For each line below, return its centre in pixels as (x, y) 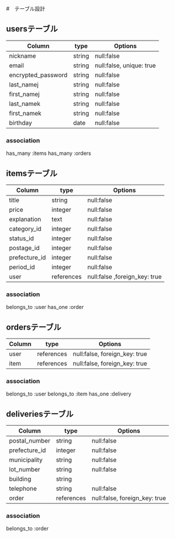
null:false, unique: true (125, 65)
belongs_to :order (27, 529)
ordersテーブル (34, 327)
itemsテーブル (32, 173)
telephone (23, 489)
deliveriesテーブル (40, 414)
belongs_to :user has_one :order (45, 307)
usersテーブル (32, 29)
